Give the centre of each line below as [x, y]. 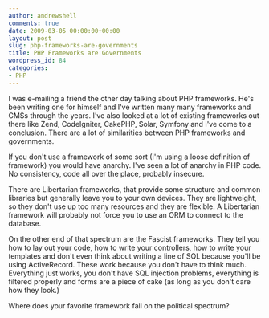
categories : [28, 68]
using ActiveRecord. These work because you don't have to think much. [127, 264]
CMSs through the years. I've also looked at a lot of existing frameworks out [134, 115]
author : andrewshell [43, 16]
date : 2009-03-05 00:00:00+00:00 [64, 31]
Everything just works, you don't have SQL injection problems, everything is [134, 273]
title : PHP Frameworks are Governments [75, 53]
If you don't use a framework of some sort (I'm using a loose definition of [129, 157]
